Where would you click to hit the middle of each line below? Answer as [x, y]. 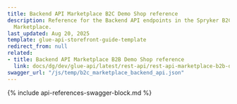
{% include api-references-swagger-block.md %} [80, 93]
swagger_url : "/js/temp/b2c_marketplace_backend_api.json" [96, 72]
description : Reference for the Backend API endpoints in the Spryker [113, 20]
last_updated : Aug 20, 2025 [49, 33]
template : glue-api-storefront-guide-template [77, 40]
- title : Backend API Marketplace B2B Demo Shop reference [96, 60]
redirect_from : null [38, 46]
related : [20, 53]
